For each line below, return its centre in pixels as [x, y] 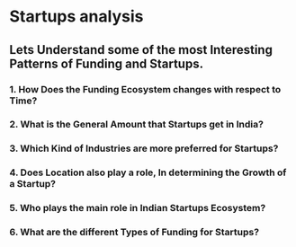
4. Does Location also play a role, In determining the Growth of [148, 172]
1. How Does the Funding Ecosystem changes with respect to [145, 89]
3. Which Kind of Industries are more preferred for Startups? [144, 148]
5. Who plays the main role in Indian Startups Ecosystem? [138, 208]
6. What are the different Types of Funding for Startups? [134, 233]
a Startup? [33, 184]
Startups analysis [76, 17]
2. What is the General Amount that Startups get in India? [136, 125]
